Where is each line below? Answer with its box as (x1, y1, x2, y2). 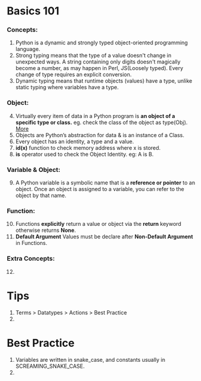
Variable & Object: (7, 165, 60, 174)
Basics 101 (7, 4, 59, 18)
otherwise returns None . (15, 226, 77, 234)
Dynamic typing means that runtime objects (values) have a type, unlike (15, 77, 193, 84)
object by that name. (15, 192, 66, 199)
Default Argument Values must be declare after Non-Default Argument (15, 233, 193, 240)
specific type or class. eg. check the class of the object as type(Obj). (15, 119, 188, 126)
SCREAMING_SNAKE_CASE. (15, 362, 85, 370)
